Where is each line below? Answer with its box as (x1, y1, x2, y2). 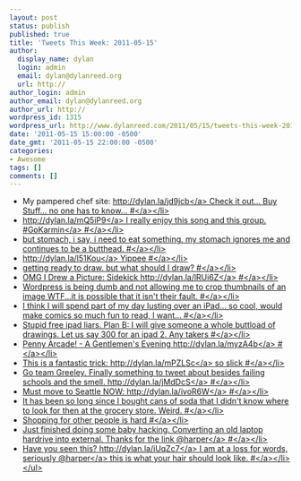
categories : (9, 146, 54, 155)
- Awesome (9, 154, 47, 164)
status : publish (9, 21, 70, 30)
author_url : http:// (9, 105, 87, 114)
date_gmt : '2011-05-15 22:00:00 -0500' (9, 138, 159, 147)
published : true (9, 30, 70, 39)
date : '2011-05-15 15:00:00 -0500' (9, 130, 142, 139)
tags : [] (9, 163, 42, 172)
